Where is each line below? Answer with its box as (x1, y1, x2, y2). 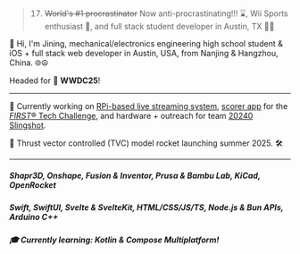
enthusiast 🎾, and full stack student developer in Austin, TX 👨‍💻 (44, 21, 275, 31)
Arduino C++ (9, 211, 59, 222)
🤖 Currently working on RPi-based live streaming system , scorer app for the (9, 101, 288, 111)
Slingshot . (9, 120, 46, 131)
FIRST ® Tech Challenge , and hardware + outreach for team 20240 (9, 111, 254, 121)
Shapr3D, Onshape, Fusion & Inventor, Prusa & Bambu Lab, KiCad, (9, 170, 261, 181)
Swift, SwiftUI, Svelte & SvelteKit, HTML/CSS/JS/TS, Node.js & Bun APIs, (9, 201, 284, 213)
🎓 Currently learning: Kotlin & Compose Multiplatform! (9, 234, 220, 245)
